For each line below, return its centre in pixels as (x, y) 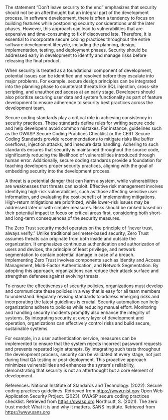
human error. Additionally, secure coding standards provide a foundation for (83, 160)
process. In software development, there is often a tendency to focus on (80, 18)
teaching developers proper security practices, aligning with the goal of (79, 166)
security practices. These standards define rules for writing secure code (80, 123)
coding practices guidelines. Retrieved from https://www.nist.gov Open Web (84, 391)
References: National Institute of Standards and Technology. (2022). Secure (83, 385)
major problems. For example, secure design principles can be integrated (81, 81)
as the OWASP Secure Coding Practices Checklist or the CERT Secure (78, 134)
